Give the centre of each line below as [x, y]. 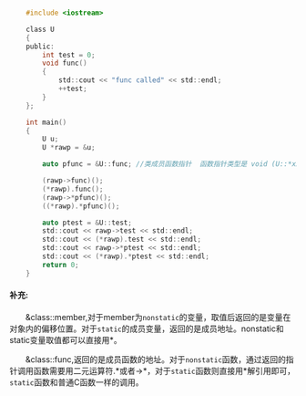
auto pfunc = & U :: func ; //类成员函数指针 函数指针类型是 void [155, 164]
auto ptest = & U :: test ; [87, 223]
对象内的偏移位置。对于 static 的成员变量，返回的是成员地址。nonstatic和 [147, 328]
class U [40, 29]
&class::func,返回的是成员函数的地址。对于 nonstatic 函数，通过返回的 [156, 359]
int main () [46, 122]
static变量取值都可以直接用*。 [66, 339]
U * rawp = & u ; [69, 148]
